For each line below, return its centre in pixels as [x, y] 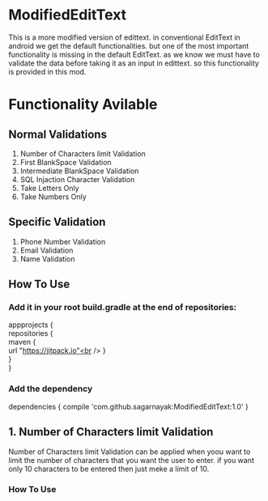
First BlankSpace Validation [66, 162]
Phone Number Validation [63, 241]
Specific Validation [57, 222]
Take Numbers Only [53, 197]
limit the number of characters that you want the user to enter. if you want [132, 460]
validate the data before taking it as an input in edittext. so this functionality [134, 63]
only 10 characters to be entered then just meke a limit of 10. [109, 469]
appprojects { [31, 325]
